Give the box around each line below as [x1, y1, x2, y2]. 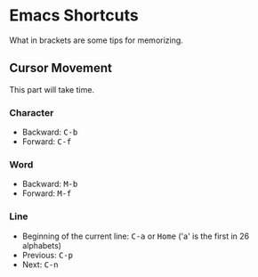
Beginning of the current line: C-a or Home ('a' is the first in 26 [21, 231, 250, 241]
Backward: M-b [21, 179, 78, 190]
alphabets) [21, 240, 62, 250]
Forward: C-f [21, 136, 72, 147]
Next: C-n [21, 259, 59, 270]
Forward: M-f [21, 188, 72, 199]
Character [9, 106, 54, 118]
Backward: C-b [21, 126, 78, 138]
